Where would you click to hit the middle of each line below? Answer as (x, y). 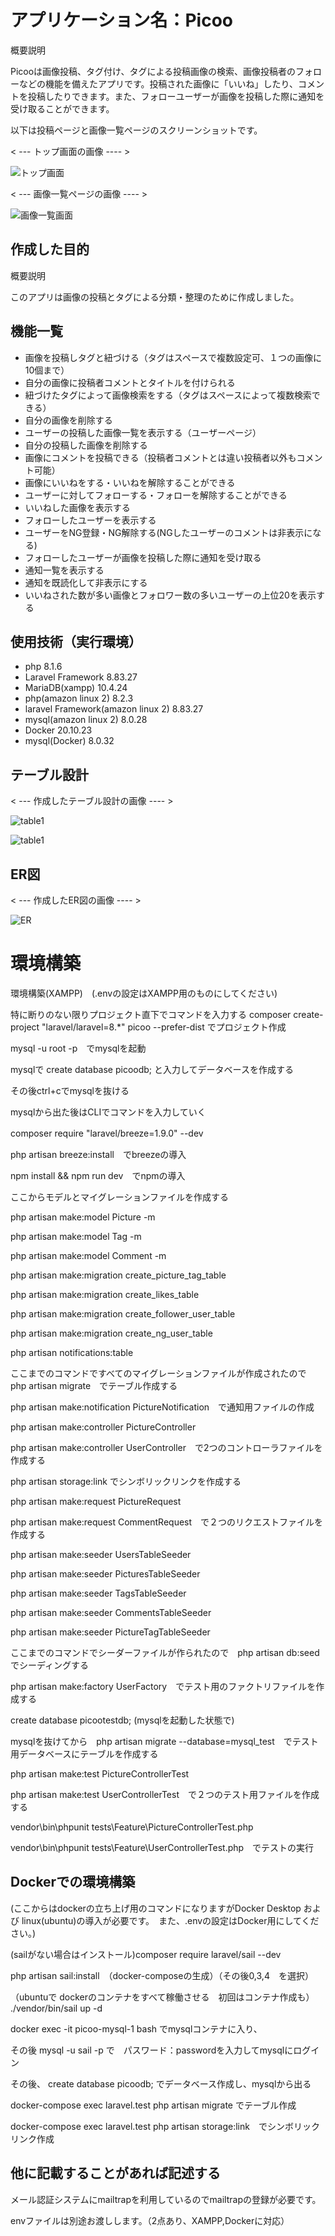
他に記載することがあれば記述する (115, 2173)
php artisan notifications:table (72, 1352)
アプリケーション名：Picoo (121, 20)
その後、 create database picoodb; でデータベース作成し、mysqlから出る (161, 2083)
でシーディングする (50, 1665)
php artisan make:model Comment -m (88, 1255)
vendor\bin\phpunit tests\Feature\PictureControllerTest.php (132, 1827)
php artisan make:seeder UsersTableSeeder (101, 1554)
